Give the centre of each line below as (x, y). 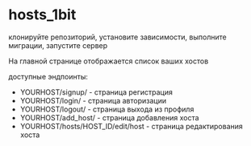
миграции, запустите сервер (58, 45)
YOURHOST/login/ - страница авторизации (93, 100)
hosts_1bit (42, 15)
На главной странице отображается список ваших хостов (109, 61)
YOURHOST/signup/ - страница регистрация (96, 92)
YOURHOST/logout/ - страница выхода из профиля (107, 109)
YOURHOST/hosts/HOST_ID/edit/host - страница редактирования (132, 126)
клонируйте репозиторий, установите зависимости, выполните (118, 37)
